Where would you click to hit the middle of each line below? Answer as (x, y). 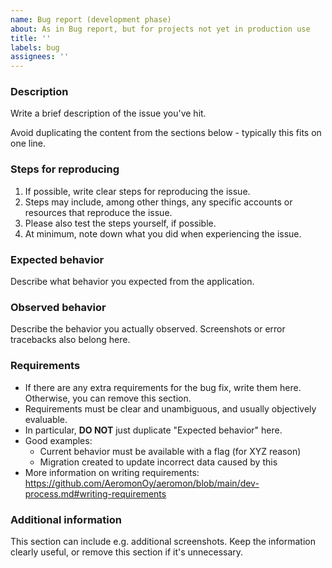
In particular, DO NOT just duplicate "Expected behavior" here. (153, 430)
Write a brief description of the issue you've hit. (108, 113)
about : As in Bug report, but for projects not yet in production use (160, 29)
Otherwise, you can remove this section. (108, 398)
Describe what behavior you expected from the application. (132, 282)
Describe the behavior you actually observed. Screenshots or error (148, 329)
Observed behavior (58, 307)
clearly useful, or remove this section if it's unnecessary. (127, 552)
